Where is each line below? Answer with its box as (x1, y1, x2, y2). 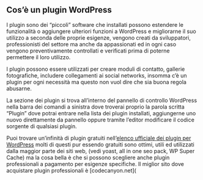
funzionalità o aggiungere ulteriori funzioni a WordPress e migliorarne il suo (6, 27, 197, 35)
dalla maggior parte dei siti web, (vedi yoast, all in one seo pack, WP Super (6, 147, 195, 154)
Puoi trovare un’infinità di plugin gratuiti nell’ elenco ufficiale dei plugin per (6, 134, 191, 142)
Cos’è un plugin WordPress (6, 5, 112, 15)
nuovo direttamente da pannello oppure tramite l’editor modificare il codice (6, 116, 194, 123)
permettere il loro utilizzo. (6, 53, 71, 60)
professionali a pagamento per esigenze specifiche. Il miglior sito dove (6, 160, 185, 167)
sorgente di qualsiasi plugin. (6, 122, 78, 130)
